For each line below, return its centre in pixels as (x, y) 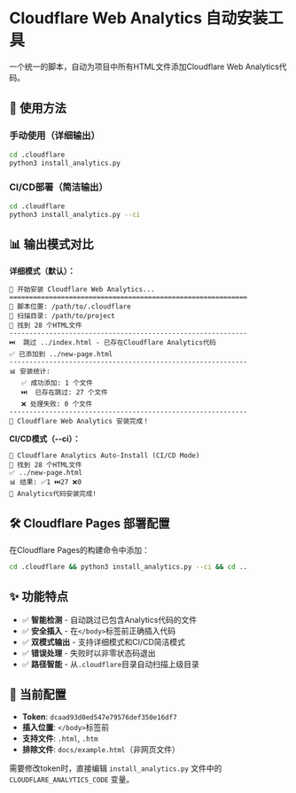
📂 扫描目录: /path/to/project (62, 316)
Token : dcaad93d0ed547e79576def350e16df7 (99, 716)
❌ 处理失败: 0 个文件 (57, 404)
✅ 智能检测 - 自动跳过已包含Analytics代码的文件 (109, 619)
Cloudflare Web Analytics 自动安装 (139, 18)
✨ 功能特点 (39, 597)
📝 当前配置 (38, 695)
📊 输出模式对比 (52, 244)
